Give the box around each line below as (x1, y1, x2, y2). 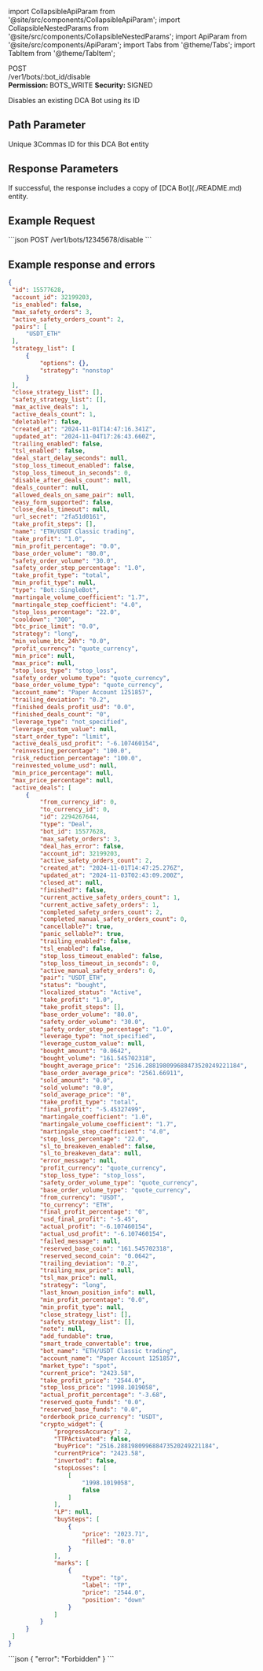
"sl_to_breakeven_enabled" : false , (39, 1142, 156, 1150)
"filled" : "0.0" (82, 1537, 135, 1545)
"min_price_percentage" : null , (11, 769, 114, 777)
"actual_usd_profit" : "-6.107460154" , (39, 1230, 167, 1238)
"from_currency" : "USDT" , (39, 1193, 125, 1201)
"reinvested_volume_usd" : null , (11, 762, 118, 770)
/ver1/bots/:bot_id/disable (8, 72, 91, 81)
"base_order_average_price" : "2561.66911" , (39, 1069, 184, 1077)
